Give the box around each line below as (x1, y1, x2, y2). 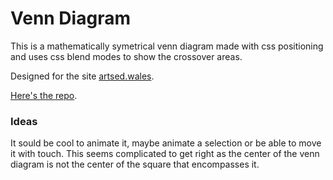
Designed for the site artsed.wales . (10, 70, 155, 82)
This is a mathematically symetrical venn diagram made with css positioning (10, 40, 324, 52)
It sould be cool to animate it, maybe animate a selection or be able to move (10, 137, 322, 149)
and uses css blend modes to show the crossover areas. (10, 50, 243, 62)
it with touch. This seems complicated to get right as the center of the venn (10, 148, 320, 160)
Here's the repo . (10, 89, 78, 101)
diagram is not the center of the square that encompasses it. (10, 158, 260, 171)
